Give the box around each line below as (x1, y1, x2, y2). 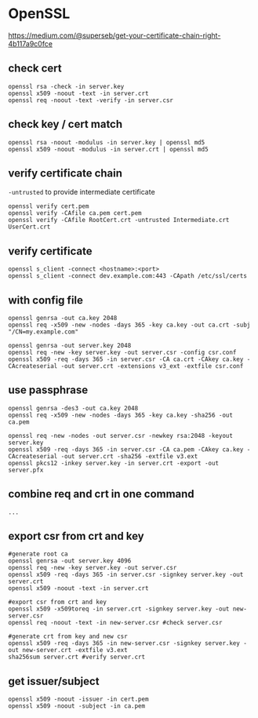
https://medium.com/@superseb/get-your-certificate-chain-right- (8, 31, 221, 40)
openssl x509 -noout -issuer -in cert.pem (8, 695, 149, 703)
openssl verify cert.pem (8, 202, 89, 210)
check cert (8, 62, 62, 75)
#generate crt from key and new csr (8, 632, 128, 640)
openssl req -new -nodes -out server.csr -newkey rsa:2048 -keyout (8, 432, 234, 439)
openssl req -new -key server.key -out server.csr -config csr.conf (8, 348, 237, 356)
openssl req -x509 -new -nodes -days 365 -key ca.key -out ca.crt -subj (8, 321, 251, 329)
